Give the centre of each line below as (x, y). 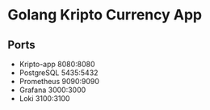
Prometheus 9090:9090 (59, 81)
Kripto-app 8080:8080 (57, 64)
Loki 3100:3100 (44, 98)
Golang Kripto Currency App (105, 15)
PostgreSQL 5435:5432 (59, 73)
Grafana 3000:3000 (52, 90)
